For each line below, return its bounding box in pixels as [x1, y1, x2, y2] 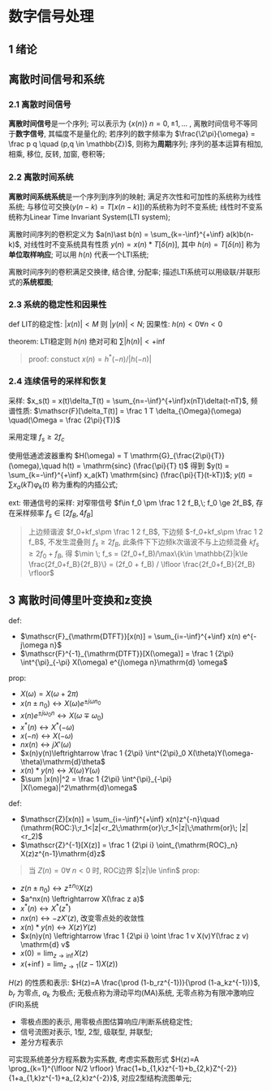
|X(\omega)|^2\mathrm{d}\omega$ [19, 783, 138, 793]
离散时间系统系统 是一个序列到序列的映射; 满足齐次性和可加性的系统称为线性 [8, 192, 262, 201]
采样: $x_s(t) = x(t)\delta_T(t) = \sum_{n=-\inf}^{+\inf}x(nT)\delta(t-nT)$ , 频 [8, 396, 258, 405]
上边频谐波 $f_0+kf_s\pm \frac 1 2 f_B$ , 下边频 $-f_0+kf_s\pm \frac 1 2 [28, 527, 264, 537]
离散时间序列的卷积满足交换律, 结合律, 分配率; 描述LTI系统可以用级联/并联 [8, 266, 254, 276]
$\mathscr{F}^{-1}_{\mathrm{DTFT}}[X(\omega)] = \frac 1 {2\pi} [19, 648, 234, 658]
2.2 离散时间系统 [8, 171, 75, 183]
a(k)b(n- [226, 229, 254, 239]
